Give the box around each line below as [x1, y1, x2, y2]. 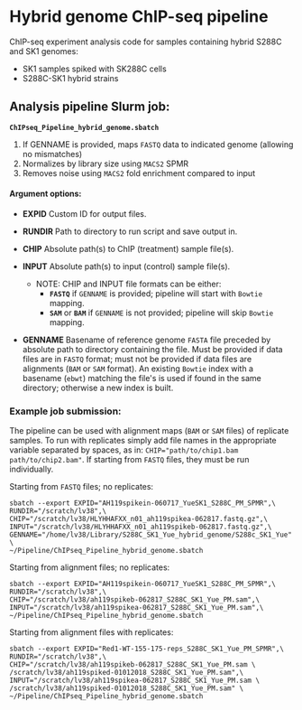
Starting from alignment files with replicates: [9, 627, 174, 638]
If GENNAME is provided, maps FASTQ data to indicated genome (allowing [22, 138, 294, 150]
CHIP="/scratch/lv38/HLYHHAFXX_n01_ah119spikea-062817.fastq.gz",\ [9, 515, 269, 524]
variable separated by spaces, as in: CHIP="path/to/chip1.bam [9, 444, 239, 455]
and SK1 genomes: [9, 45, 78, 56]
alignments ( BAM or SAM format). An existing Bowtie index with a [22, 363, 254, 374]
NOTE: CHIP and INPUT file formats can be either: [35, 278, 222, 289]
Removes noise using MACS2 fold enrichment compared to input [22, 167, 255, 178]
